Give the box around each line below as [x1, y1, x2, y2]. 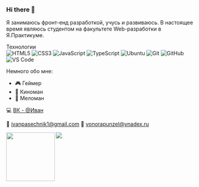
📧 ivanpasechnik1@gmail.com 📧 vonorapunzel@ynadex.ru [6, 120, 149, 128]
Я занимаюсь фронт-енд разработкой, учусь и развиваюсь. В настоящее [6, 19, 193, 26]
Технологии [6, 43, 36, 50]
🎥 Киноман [14, 88, 44, 95]
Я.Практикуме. [6, 32, 45, 39]
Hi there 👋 [6, 5, 36, 14]
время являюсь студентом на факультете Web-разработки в [6, 25, 161, 32]
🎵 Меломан [14, 95, 45, 102]
